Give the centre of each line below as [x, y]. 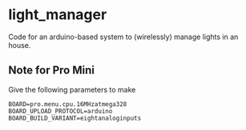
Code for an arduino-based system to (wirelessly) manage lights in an [123, 37]
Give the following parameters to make [72, 89]
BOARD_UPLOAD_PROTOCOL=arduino [60, 111]
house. [20, 45]
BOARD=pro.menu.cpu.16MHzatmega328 [68, 104]
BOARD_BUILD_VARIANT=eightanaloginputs [75, 118]
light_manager [58, 15]
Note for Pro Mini [51, 71]
